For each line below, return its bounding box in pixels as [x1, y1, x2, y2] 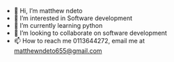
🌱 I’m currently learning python [13, 22, 103, 29]
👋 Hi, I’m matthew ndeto [13, 7, 83, 15]
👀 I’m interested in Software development [13, 14, 132, 22]
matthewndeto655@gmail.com [13, 47, 102, 55]
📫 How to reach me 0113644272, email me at [13, 37, 145, 45]
